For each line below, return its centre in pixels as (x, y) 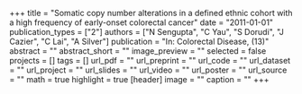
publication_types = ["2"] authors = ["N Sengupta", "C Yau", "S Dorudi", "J (146, 32)
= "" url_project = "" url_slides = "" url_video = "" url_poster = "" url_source (148, 70)
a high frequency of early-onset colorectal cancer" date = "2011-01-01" (141, 22)
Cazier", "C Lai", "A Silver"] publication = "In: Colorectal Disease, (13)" (139, 41)
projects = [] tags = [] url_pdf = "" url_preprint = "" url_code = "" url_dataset (150, 60)
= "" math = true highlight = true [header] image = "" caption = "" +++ (139, 79)
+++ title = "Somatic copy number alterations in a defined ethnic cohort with (151, 13)
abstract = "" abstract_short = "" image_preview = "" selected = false (138, 51)
